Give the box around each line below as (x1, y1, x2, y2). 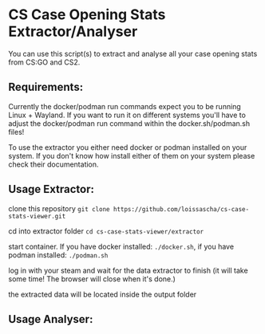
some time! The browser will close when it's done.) (8, 273, 176, 284)
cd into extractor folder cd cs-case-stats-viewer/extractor (8, 226, 204, 236)
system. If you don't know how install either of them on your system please (8, 151, 255, 160)
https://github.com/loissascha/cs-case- (113, 205, 250, 213)
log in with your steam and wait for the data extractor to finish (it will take (8, 265, 249, 275)
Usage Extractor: (8, 183, 94, 196)
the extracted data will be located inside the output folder (8, 289, 197, 299)
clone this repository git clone (8, 203, 110, 213)
